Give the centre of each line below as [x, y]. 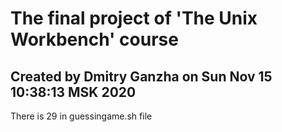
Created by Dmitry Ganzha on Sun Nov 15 [141, 76]
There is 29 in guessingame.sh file [81, 116]
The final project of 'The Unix [134, 18]
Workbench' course [94, 39]
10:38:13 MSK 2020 [73, 92]
